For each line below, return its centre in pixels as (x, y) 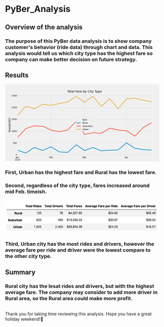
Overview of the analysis (44, 27)
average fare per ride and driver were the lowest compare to (78, 250)
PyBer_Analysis (38, 9)
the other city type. (29, 257)
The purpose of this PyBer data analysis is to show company (78, 41)
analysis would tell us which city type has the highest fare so (79, 53)
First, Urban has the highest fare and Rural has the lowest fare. (81, 172)
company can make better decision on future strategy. (71, 59)
